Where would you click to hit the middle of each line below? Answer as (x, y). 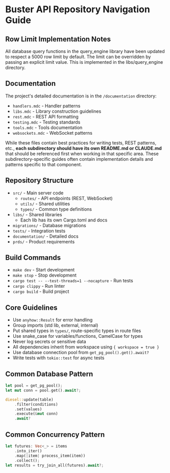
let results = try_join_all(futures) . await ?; (54, 465)
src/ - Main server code (38, 193)
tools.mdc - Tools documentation (47, 127)
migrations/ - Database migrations (49, 225)
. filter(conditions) (36, 404)
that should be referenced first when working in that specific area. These (82, 154)
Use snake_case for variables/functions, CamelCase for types (78, 336)
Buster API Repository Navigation (78, 9)
